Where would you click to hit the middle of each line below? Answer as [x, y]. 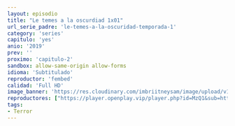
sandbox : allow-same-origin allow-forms [67, 66]
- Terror [20, 111]
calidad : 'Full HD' [36, 85]
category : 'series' [36, 33]
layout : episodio [33, 14]
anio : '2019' [26, 46]
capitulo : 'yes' [31, 40]
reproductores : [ [33, 99]
